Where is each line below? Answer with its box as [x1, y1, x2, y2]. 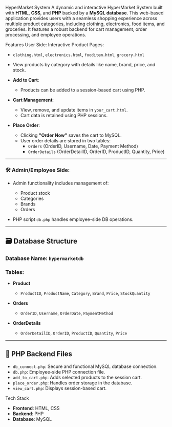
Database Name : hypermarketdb [5, 254, 84, 262]
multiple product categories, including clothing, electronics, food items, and [5, 21, 165, 27]
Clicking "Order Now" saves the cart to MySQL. [20, 132, 122, 138]
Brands [20, 201, 36, 207]
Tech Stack [5, 395, 29, 401]
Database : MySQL [12, 416, 52, 422]
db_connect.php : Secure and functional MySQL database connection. [12, 363, 158, 369]
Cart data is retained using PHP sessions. [20, 113, 108, 118]
